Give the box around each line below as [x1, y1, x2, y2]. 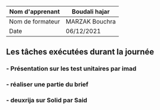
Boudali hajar [71, 8, 110, 15]
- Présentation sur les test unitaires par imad [6, 65, 137, 73]
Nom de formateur [9, 18, 60, 25]
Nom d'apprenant [9, 8, 60, 15]
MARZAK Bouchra [66, 18, 116, 25]
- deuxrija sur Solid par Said [6, 96, 87, 105]
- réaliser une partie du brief [6, 81, 89, 89]
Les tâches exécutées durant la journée [6, 47, 155, 57]
